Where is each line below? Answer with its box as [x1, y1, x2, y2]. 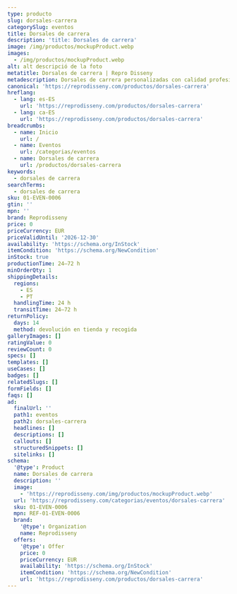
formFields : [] [7, 385, 52, 392]
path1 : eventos [13, 412, 59, 419]
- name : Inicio [13, 129, 59, 136]
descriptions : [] [13, 431, 65, 438]
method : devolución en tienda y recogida [13, 326, 138, 333]
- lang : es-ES [13, 96, 55, 103]
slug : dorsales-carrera [7, 17, 78, 24]
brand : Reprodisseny [7, 214, 68, 221]
